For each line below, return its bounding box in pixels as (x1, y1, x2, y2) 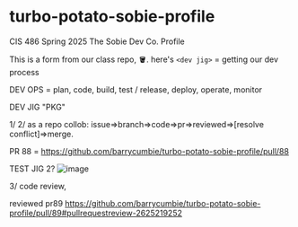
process (9, 66, 39, 77)
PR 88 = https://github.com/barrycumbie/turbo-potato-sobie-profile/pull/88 (9, 145, 290, 156)
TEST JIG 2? (9, 163, 56, 174)
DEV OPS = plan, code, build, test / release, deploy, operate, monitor (9, 83, 263, 95)
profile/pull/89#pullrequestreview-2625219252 (9, 207, 182, 218)
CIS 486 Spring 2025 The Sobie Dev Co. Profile (9, 36, 186, 47)
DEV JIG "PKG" (9, 101, 66, 112)
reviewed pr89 (9, 197, 64, 208)
